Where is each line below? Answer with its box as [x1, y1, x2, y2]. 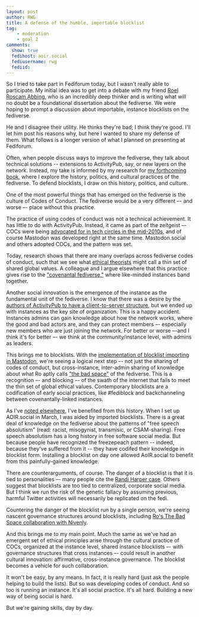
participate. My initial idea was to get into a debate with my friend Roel [6, 87, 179, 94]
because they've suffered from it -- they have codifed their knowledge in [6, 445, 185, 452]
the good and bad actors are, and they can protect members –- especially [6, 321, 187, 328]
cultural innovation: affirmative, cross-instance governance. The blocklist [6, 556, 185, 563]
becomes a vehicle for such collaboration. [6, 562, 109, 569]
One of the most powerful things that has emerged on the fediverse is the [6, 191, 186, 199]
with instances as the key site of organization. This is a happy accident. [6, 308, 181, 315]
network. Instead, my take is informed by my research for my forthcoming [6, 167, 187, 174]
